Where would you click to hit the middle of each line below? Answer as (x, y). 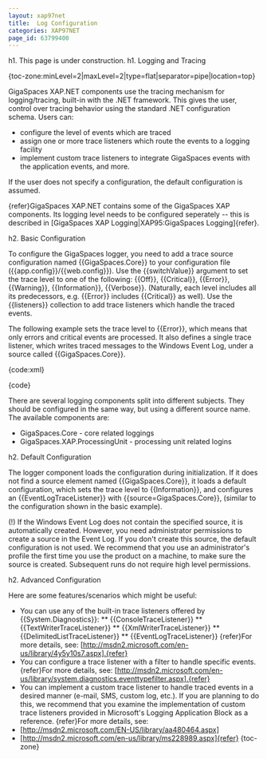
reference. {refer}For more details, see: (84, 721)
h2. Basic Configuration (47, 238)
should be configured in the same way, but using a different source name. (130, 409)
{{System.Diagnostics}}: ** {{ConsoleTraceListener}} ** (111, 619)
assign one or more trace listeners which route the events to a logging (135, 141)
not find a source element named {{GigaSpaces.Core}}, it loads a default (128, 481)
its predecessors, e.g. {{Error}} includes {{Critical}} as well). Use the (120, 296)
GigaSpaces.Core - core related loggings (87, 433)
